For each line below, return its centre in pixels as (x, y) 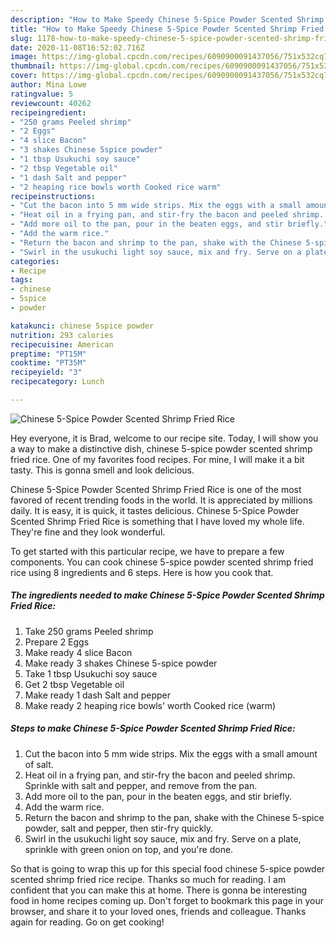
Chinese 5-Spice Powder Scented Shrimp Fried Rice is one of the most (156, 489)
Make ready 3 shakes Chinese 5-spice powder (121, 663)
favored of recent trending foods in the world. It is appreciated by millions (161, 500)
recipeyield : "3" (46, 372)
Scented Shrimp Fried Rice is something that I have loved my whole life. (157, 521)
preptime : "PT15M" (48, 354)
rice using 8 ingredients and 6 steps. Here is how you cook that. (142, 572)
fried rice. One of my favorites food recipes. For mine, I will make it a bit (157, 459)
